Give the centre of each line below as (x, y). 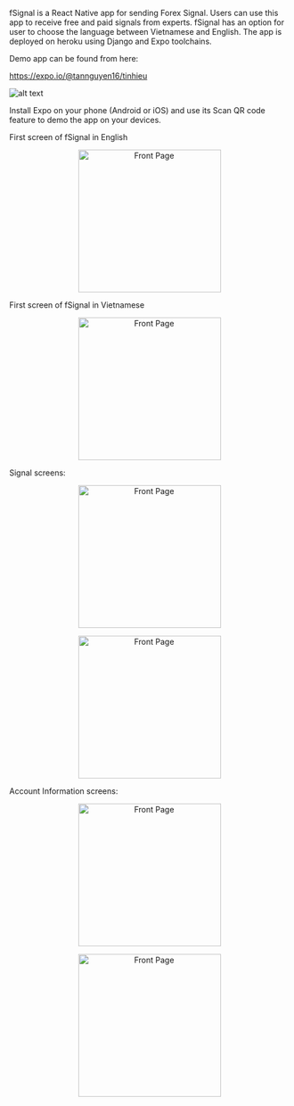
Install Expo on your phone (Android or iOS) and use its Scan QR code (137, 110)
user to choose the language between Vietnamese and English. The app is (146, 32)
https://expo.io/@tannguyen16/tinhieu (78, 76)
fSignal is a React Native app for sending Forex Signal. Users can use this (144, 13)
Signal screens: (37, 473)
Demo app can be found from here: (74, 58)
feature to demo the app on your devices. (86, 120)
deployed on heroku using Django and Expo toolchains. (110, 41)
